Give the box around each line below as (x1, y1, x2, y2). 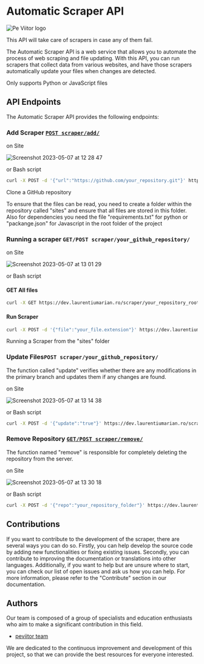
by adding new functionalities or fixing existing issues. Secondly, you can (6, 548, 189, 556)
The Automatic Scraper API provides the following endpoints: (6, 113, 159, 120)
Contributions (6, 519, 60, 529)
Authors (6, 598, 38, 609)
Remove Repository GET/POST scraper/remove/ (6, 434, 143, 443)
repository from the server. (6, 455, 74, 462)
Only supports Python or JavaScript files (6, 79, 108, 87)
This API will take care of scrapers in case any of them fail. (6, 36, 153, 43)
